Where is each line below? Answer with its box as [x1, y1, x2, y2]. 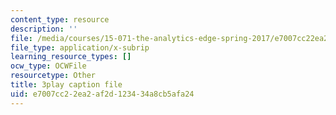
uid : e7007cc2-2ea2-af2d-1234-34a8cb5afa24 [10, 89, 195, 99]
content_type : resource [10, 14, 110, 25]
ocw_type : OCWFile [10, 61, 87, 71]
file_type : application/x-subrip [10, 42, 150, 53]
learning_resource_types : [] [10, 52, 132, 62]
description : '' [10, 24, 78, 34]
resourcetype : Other [10, 71, 97, 81]
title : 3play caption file [10, 80, 123, 90]
